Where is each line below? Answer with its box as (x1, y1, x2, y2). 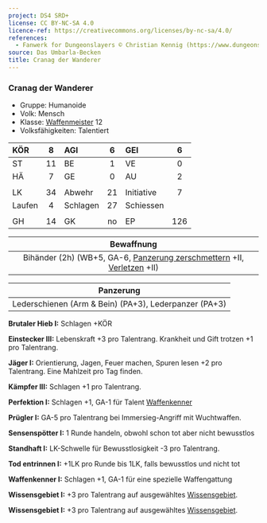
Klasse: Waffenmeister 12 (19, 117, 103, 127)
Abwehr (64, 187, 94, 198)
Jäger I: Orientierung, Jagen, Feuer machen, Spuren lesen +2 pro (8, 358, 222, 368)
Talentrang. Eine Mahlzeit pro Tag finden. (8, 367, 143, 377)
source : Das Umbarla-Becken (8, 49, 102, 57)
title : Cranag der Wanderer (8, 57, 102, 64)
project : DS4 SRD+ (8, 11, 69, 20)
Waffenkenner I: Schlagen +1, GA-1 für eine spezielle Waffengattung (8, 474, 233, 484)
